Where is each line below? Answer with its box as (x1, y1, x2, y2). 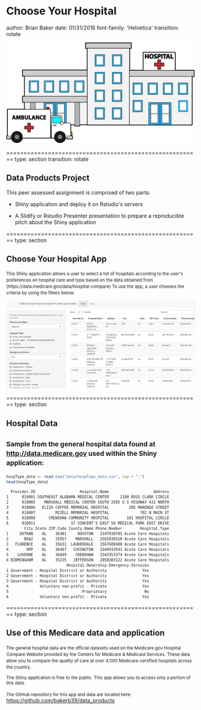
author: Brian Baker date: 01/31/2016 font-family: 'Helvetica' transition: (6, 24, 179, 31)
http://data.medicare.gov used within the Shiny (6, 449, 157, 458)
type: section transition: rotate (14, 155, 89, 163)
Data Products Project (6, 173, 90, 183)
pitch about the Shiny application (14, 218, 96, 226)
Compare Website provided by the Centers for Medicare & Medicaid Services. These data (6, 651, 190, 657)
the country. (6, 664, 31, 670)
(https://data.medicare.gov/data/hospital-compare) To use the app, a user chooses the (6, 284, 184, 290)
